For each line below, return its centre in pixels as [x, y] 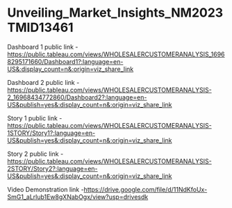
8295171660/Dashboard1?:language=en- [65, 61]
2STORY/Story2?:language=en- [53, 168]
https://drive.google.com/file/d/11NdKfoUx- [146, 189]
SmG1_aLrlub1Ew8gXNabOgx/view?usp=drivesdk [78, 197]
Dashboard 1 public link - [43, 47]
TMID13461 [41, 27]
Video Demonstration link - [46, 189]
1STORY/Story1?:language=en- [51, 133]
